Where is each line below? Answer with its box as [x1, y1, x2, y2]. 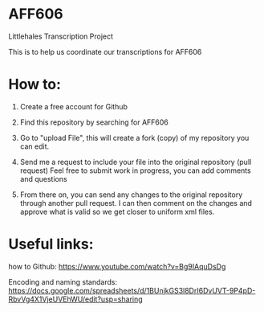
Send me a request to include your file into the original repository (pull [19, 157, 252, 166]
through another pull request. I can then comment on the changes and [19, 198, 253, 207]
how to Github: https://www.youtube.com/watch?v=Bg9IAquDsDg [8, 261, 226, 271]
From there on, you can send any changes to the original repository [19, 190, 243, 199]
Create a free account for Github [19, 101, 128, 111]
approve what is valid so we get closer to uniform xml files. [19, 207, 215, 216]
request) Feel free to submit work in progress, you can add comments [19, 166, 251, 175]
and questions [19, 174, 67, 183]
